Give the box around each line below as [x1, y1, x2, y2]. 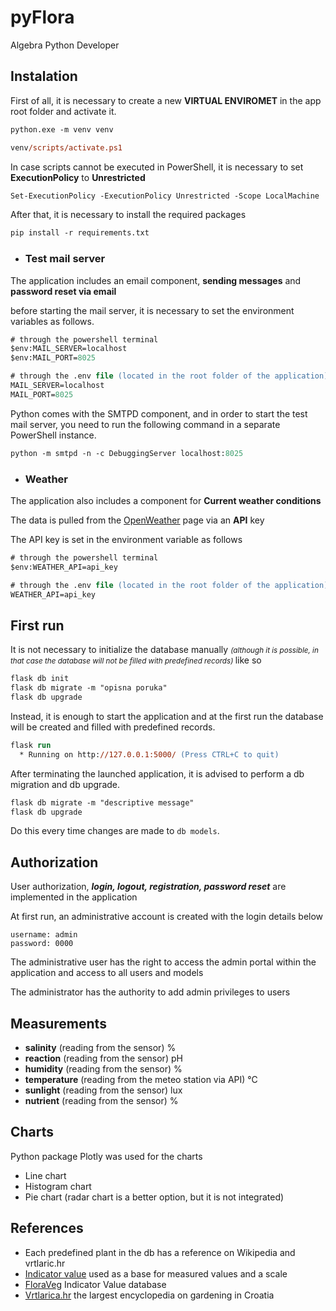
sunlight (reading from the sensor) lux [24, 1084, 183, 1096]
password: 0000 [10, 939, 74, 949]
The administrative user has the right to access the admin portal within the [10, 956, 317, 968]
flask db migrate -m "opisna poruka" [10, 683, 168, 693]
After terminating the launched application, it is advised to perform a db [10, 767, 305, 780]
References [10, 1220, 84, 1237]
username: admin [10, 930, 78, 940]
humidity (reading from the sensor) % [24, 1063, 183, 1075]
